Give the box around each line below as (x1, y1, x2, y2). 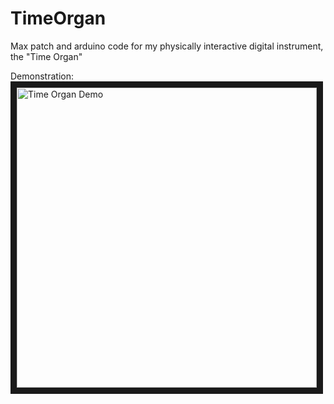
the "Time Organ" (10, 50, 83, 62)
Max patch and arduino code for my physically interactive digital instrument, (10, 40, 324, 52)
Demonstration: (10, 70, 74, 82)
